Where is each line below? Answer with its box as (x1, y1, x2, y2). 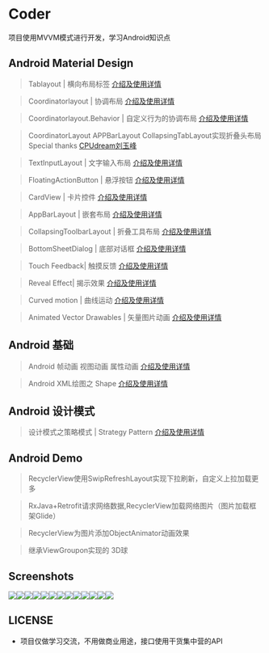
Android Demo (8, 451, 83, 465)
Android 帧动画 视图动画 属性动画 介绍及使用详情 (27, 361, 191, 371)
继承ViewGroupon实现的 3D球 (27, 546, 128, 555)
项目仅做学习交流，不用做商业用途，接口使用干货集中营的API (19, 636, 224, 646)
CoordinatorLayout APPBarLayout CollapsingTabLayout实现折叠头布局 (27, 130, 262, 140)
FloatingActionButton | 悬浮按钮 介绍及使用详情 (27, 175, 185, 184)
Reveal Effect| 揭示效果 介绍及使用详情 (27, 278, 157, 288)
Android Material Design (8, 57, 134, 70)
